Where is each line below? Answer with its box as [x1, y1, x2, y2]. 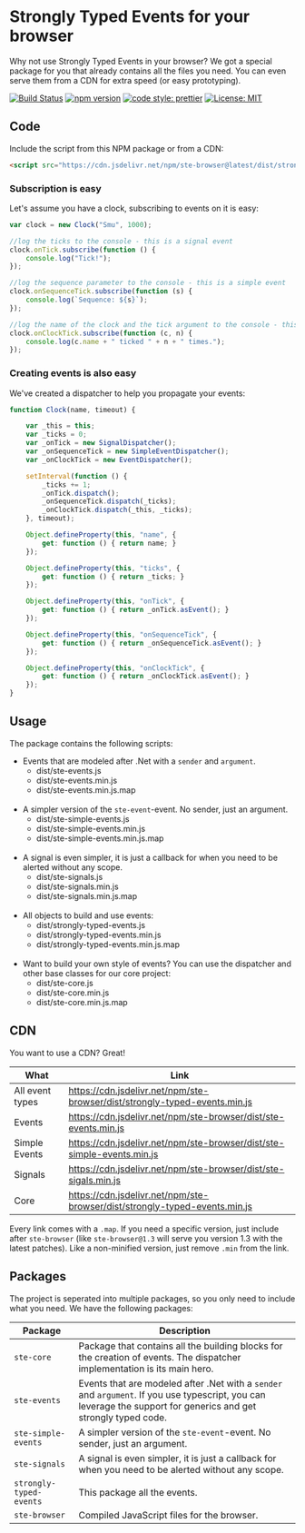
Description [158, 1324, 212, 1337]
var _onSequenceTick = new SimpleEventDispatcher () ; [25, 447, 230, 456]
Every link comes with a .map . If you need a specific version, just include [9, 1223, 280, 1234]
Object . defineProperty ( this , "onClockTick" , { [25, 663, 205, 673]
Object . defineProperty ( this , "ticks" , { [25, 563, 181, 573]
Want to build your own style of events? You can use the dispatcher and [22, 958, 292, 969]
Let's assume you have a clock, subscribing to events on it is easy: [9, 203, 259, 213]
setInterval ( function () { [25, 471, 128, 480]
